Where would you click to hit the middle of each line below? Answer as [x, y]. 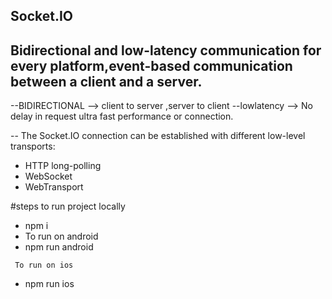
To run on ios [44, 265]
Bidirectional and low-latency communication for [166, 50]
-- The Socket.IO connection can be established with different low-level [158, 136]
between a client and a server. [106, 81]
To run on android [61, 236]
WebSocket [48, 176]
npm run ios [49, 284]
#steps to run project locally [68, 206]
